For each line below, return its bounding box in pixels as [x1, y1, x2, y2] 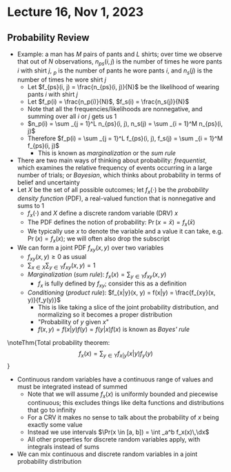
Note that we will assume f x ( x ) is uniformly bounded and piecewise [27, 390, 219, 399]
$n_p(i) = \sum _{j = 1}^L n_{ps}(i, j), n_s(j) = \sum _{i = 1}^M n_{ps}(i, [27, 119, 223, 128]
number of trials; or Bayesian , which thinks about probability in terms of [17, 171, 222, 179]
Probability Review [7, 32, 90, 44]
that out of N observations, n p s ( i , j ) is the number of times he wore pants [17, 57, 223, 67]
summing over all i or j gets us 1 [27, 112, 117, 120]
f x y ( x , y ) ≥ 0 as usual [27, 252, 87, 263]
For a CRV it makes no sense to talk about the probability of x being [27, 413, 219, 422]
